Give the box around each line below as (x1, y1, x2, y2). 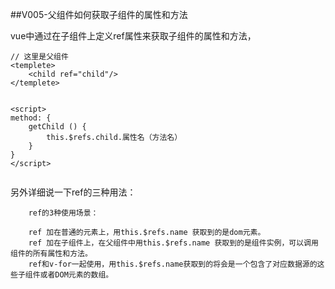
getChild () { (28, 122, 87, 132)
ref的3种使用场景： (28, 208, 99, 218)
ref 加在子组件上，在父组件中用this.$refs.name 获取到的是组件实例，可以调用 (28, 238, 319, 248)
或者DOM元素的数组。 (39, 270, 114, 280)
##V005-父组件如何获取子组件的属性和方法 (10, 9, 188, 20)
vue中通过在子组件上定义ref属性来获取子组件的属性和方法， (10, 30, 257, 42)
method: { (10, 113, 52, 123)
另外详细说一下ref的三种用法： (10, 186, 137, 198)
